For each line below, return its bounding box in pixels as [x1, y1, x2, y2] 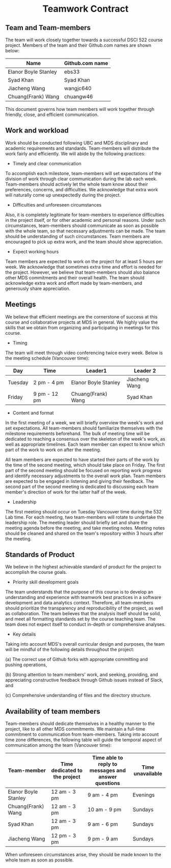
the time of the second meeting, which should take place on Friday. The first [5, 461, 165, 468]
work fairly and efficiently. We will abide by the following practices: [5, 151, 146, 157]
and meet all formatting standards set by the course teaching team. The [5, 616, 156, 622]
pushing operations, [5, 662, 47, 668]
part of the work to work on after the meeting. [5, 446, 101, 453]
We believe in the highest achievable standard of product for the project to [5, 564, 161, 570]
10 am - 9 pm [87, 806, 122, 813]
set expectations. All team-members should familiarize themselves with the [5, 425, 163, 431]
